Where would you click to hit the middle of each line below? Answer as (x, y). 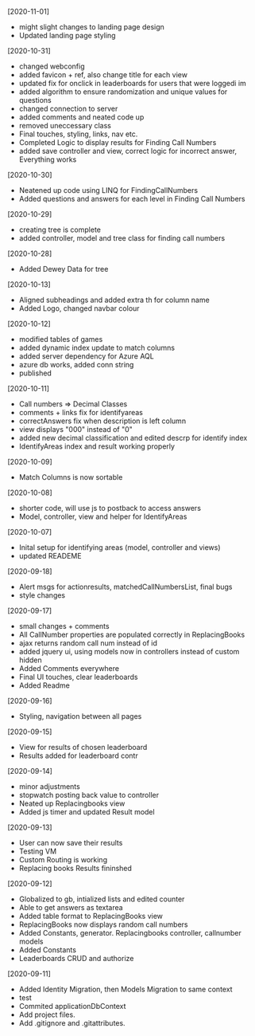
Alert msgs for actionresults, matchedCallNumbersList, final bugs (126, 587)
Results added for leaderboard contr (78, 755)
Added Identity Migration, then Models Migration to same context (126, 989)
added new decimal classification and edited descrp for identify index (133, 438)
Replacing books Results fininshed (75, 868)
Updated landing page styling (67, 35)
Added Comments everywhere (69, 668)
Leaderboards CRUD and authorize (76, 958)
